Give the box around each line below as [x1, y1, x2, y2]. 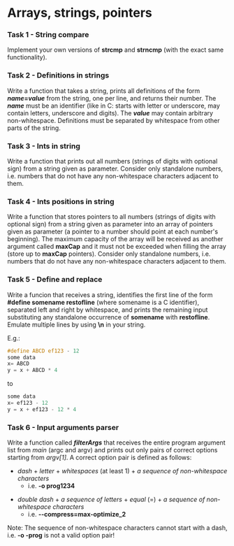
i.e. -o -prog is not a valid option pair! [7, 531, 115, 540]
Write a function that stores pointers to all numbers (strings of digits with [7, 213, 217, 221]
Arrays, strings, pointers [7, 5, 152, 21]
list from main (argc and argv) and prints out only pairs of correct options [7, 446, 218, 454]
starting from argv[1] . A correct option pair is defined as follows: [7, 453, 192, 462]
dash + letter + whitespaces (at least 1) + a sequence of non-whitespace [17, 467, 228, 475]
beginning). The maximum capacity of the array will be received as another [7, 235, 224, 243]
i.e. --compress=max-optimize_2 [27, 510, 126, 519]
